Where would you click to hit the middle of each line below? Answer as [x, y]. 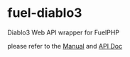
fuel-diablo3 [45, 13]
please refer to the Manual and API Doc [65, 46]
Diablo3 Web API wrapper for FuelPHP [63, 32]
